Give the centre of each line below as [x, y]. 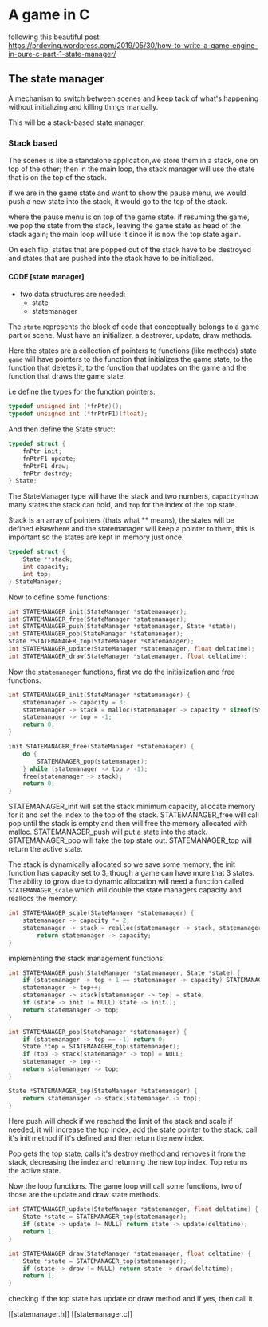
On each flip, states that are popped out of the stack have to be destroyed [130, 250]
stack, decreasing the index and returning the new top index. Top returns [128, 1162]
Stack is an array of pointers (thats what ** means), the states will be [122, 520]
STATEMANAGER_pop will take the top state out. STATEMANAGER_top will [130, 840]
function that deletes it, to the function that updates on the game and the [128, 368]
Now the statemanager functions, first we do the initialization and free [122, 672]
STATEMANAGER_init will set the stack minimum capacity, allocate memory [132, 807]
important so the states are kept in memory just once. [96, 537]
